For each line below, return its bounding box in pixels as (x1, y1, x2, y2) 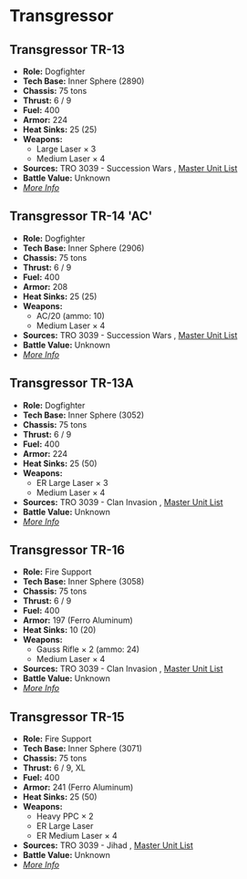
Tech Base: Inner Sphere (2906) (22, 243, 145, 253)
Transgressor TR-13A (9, 376, 134, 391)
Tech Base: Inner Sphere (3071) (22, 743, 143, 754)
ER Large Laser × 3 (36, 477, 108, 488)
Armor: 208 (22, 281, 68, 292)
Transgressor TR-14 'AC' (9, 209, 153, 224)
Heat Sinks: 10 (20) (22, 625, 97, 636)
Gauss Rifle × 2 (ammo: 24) (36, 644, 139, 655)
